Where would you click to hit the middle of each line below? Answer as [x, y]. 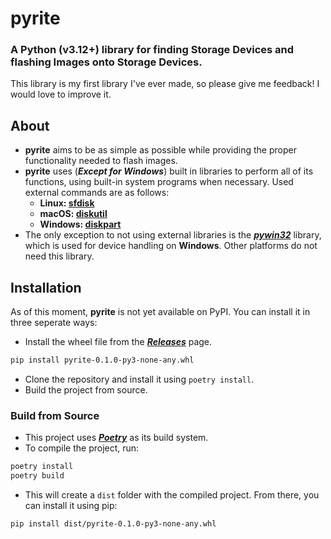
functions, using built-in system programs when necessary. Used [159, 182]
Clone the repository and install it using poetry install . [139, 379]
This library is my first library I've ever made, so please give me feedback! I [165, 84]
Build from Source [55, 415]
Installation [46, 287]
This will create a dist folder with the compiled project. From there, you [172, 495]
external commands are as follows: [97, 193]
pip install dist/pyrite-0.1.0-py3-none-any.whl [113, 524]
